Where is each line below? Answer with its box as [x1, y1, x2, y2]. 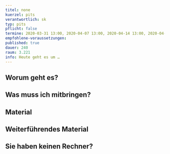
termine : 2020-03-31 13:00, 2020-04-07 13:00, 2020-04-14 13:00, [5, 31, 146, 36]
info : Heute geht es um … [5, 54, 60, 60]
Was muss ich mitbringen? [5, 91, 91, 99]
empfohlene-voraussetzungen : [5, 36, 67, 41]
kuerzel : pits [5, 12, 35, 17]
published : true [5, 41, 39, 46]
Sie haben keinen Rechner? [5, 142, 93, 151]
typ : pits [5, 21, 26, 27]
